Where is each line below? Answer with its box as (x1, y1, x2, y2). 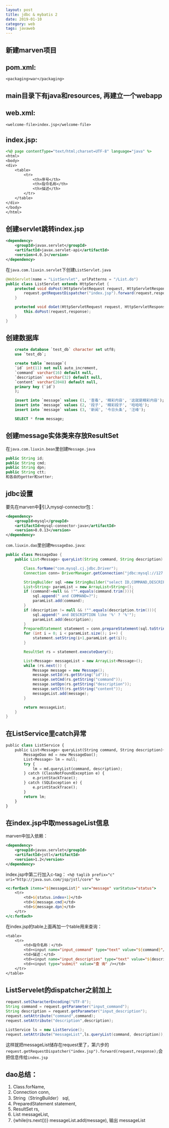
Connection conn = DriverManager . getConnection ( (24, 571, 125, 576)
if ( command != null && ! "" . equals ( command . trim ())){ (24, 589, 134, 594)
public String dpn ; (6, 465, 47, 470)
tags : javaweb (6, 26, 36, 31)
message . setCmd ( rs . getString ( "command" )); (32, 677, 123, 682)
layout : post (6, 7, 33, 13)
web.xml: (6, 109, 36, 117)
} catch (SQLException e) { (24, 780, 82, 785)
